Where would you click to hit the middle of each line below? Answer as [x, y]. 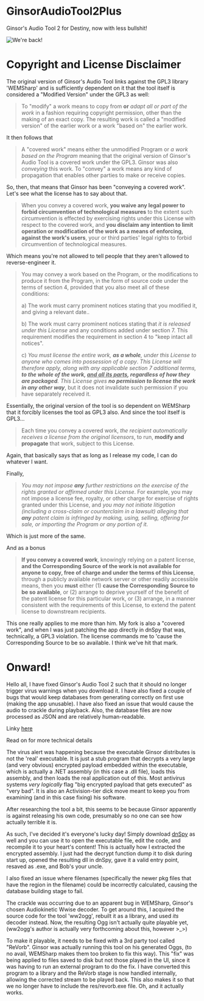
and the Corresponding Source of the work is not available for [101, 566]
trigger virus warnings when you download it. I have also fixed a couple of [99, 691]
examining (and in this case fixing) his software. [66, 797]
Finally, [15, 473]
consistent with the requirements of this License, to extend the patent [108, 605]
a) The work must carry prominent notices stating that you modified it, [109, 305]
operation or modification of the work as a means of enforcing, [102, 231]
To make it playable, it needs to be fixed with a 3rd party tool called [91, 941]
